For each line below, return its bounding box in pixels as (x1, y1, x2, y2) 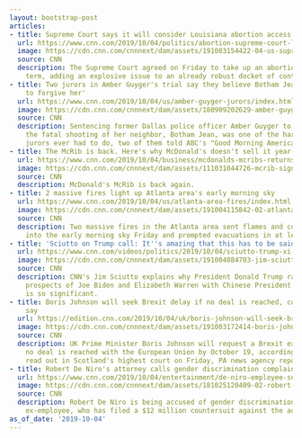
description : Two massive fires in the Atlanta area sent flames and (17, 222, 283, 231)
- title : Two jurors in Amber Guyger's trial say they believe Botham (9, 80, 280, 89)
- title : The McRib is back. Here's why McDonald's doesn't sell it (9, 147, 271, 156)
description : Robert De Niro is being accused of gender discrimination (17, 398, 296, 407)
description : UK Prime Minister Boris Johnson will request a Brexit (17, 339, 283, 348)
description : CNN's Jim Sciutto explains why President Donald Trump (17, 273, 283, 282)
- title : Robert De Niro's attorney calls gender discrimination (9, 364, 259, 373)
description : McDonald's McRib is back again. (17, 181, 195, 190)
